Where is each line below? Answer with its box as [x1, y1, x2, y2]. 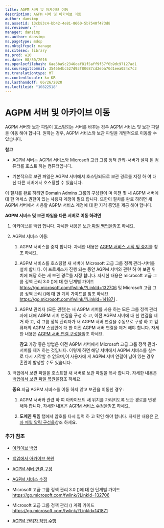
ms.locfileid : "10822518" [5, 84, 58, 89]
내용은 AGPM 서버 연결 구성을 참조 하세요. [24, 331, 104, 337]
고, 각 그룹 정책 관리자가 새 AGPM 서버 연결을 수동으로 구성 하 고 [30, 319, 153, 325]
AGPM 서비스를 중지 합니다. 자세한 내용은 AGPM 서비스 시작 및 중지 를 [19, 244, 153, 250]
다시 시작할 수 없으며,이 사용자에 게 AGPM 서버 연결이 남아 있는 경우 [24, 353, 155, 359]
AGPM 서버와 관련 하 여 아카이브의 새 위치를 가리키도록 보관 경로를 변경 [19, 397, 156, 403]
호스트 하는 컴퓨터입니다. [25, 163, 72, 169]
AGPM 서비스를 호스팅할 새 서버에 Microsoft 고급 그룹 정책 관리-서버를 [19, 260, 155, 266]
